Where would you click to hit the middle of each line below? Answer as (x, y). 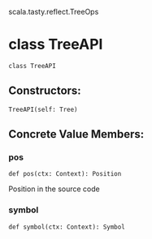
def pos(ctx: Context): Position (65, 174)
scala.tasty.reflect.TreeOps (54, 12)
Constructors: (45, 91)
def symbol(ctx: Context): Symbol (67, 227)
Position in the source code (54, 189)
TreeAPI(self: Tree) (43, 109)
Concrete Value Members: (76, 134)
